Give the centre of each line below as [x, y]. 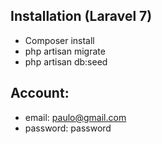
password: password [68, 128]
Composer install [59, 40]
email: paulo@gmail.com [75, 117]
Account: [40, 93]
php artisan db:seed [66, 61]
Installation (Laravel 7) [81, 16]
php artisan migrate [65, 51]
